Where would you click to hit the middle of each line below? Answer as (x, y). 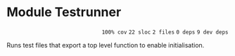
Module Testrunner (64, 12)
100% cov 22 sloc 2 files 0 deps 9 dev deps (165, 32)
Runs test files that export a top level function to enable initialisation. (106, 45)
